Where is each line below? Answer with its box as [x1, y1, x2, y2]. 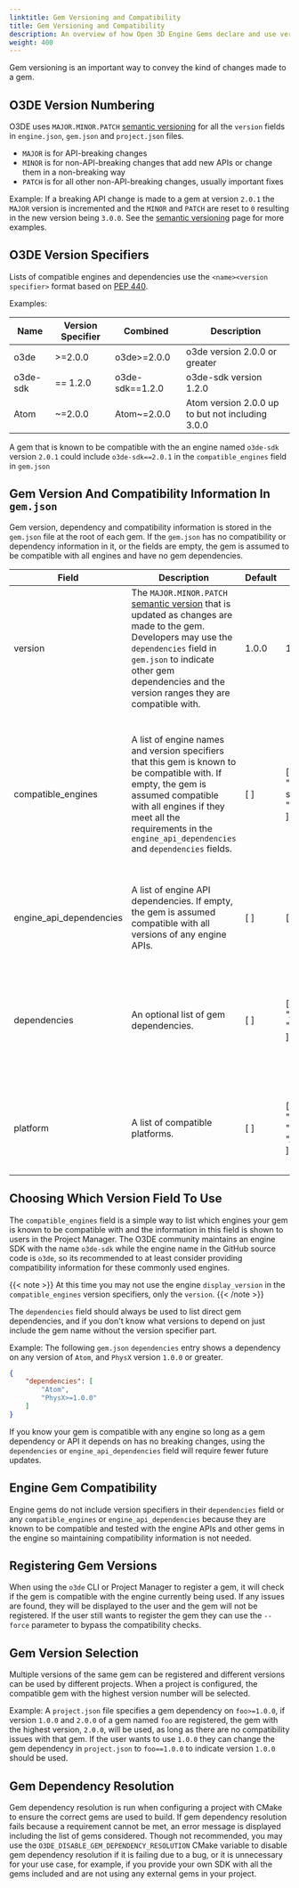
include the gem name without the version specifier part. [9, 1324, 217, 1336]
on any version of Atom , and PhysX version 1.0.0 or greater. [9, 1351, 223, 1363]
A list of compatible [131, 1116, 213, 1128]
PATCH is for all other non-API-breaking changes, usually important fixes [21, 176, 285, 187]
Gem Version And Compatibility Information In [9, 486, 271, 501]
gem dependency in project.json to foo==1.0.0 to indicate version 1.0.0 [9, 1743, 276, 1754]
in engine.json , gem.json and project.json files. [9, 131, 184, 142]
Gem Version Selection [9, 1645, 140, 1661]
